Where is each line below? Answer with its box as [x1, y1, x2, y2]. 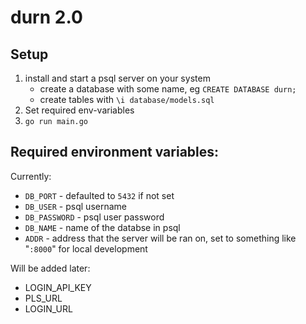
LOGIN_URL [24, 302, 73, 315]
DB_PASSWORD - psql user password [24, 211, 165, 223]
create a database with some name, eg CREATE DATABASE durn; [39, 83, 297, 95]
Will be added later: [10, 262, 91, 274]
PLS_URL [24, 292, 63, 304]
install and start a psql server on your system [24, 72, 211, 84]
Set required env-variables [24, 104, 135, 116]
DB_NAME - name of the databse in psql [24, 221, 181, 233]
